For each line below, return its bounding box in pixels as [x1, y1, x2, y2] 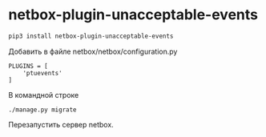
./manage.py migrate [8, 106, 78, 114]
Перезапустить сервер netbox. [8, 119, 114, 129]
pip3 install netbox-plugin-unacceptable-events [8, 32, 174, 40]
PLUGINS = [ [8, 62, 48, 70]
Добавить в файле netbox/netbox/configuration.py [8, 46, 178, 56]
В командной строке [8, 90, 79, 99]
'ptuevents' [22, 69, 62, 77]
